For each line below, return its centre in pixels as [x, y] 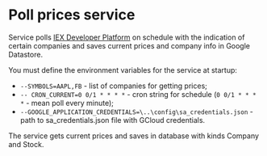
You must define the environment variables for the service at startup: [123, 70]
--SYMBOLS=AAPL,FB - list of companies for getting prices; [114, 86]
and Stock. [26, 144]
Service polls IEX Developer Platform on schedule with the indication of [127, 37]
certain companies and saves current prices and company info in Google [129, 45]
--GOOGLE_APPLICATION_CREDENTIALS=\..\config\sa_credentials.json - [137, 112]
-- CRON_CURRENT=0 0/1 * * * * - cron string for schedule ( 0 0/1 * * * [138, 94]
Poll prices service [72, 15]
